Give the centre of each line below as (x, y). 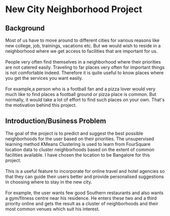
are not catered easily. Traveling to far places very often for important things (85, 67)
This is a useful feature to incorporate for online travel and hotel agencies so (85, 171)
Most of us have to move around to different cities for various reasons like (82, 40)
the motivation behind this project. (41, 105)
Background (25, 28)
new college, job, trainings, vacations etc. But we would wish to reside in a (83, 46)
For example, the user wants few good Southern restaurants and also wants (84, 193)
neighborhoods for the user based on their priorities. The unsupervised (80, 139)
